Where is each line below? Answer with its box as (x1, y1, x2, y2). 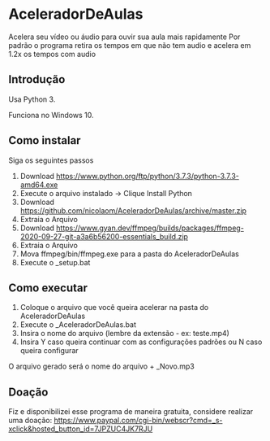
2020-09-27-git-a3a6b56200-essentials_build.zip (19, 231, 189, 241)
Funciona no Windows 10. (8, 110, 94, 120)
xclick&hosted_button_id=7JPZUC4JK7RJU (8, 424, 153, 434)
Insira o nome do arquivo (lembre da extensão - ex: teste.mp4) (19, 329, 229, 338)
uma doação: (8, 416, 53, 426)
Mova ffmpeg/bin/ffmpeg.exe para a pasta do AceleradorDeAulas (19, 249, 239, 259)
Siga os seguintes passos (8, 155, 94, 165)
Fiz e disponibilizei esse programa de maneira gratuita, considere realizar (8, 407, 254, 417)
